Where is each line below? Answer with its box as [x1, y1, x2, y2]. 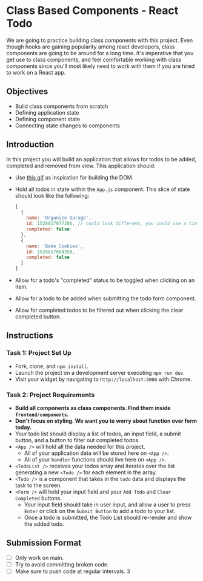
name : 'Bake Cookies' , [26, 243, 84, 249]
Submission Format [6, 538, 82, 548]
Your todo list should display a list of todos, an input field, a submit [15, 430, 181, 437]
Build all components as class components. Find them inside [15, 405, 171, 412]
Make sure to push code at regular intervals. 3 [15, 568, 130, 575]
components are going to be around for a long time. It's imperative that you [6, 49, 194, 56]
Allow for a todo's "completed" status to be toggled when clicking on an [15, 277, 195, 284]
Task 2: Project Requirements [6, 391, 95, 399]
